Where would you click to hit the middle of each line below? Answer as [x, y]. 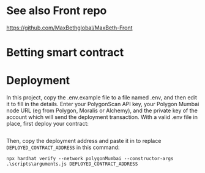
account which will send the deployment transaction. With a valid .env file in [102, 117]
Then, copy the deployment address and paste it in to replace [84, 141]
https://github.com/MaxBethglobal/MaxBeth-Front [69, 28]
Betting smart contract [65, 52]
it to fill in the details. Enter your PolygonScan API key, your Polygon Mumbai [103, 104]
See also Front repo [57, 11]
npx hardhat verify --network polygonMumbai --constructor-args [90, 159]
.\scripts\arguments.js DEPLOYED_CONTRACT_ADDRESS [72, 164]
